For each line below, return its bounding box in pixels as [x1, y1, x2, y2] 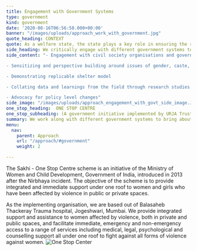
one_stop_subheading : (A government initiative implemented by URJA [6, 111, 177, 117]
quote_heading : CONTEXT [6, 36, 64, 42]
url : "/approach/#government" [16, 138, 91, 144]
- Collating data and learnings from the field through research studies [6, 84, 191, 90]
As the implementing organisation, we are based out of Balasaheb [6, 201, 165, 208]
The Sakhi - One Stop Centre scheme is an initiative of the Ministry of [6, 165, 174, 172]
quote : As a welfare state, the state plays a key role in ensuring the [6, 42, 188, 48]
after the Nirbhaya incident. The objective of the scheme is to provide [6, 177, 174, 184]
